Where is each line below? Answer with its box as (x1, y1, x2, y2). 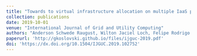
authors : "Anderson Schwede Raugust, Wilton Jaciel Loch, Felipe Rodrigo (6, 30, 191, 36)
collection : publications (6, 14, 69, 20)
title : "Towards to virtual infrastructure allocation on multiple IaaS (6, 8, 188, 15)
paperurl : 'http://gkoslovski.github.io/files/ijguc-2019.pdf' (6, 36, 164, 41)
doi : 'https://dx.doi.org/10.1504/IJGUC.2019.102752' (6, 41, 141, 47)
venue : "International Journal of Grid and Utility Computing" (6, 24, 164, 31)
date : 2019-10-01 (6, 19, 49, 25)
